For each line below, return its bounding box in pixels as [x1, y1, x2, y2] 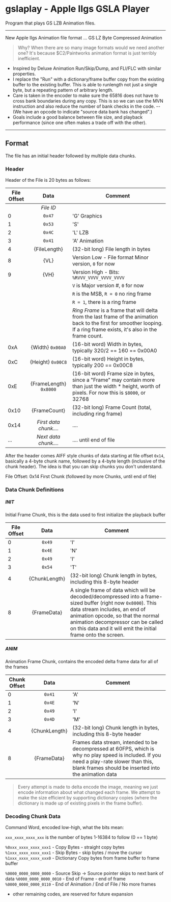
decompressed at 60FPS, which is [72, 745, 154, 752]
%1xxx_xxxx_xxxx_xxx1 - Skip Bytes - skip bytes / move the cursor [5, 849, 142, 856]
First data [37, 419, 60, 426]
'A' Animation [72, 237, 104, 245]
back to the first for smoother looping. [72, 320, 163, 327]
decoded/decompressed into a [70, 593, 144, 600]
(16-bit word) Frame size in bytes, [72, 370, 155, 377]
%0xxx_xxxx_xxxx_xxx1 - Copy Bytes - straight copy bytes [5, 844, 125, 850]
